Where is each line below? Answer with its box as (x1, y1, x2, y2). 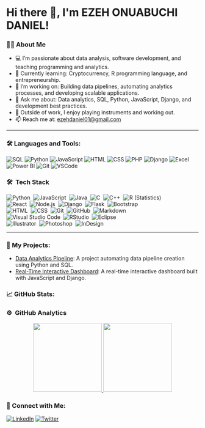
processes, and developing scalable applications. (15, 89, 140, 97)
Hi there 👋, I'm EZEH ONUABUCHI (6, 6, 178, 20)
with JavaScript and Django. (15, 275, 87, 282)
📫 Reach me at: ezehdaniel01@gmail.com (15, 116, 121, 123)
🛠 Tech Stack (6, 177, 50, 186)
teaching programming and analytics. (15, 64, 109, 71)
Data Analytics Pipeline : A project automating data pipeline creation (15, 255, 185, 262)
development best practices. (15, 102, 87, 109)
